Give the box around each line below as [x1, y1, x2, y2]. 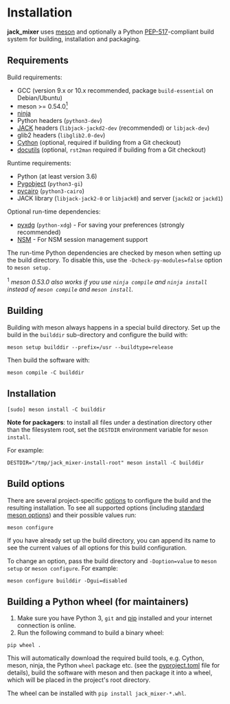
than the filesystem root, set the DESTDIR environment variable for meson [7, 425, 208, 433]
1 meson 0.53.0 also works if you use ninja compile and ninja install [7, 277, 208, 286]
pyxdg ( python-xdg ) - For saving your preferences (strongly [16, 221, 185, 229]
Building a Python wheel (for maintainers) [7, 595, 189, 607]
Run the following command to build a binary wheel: [16, 628, 165, 637]
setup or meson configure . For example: [7, 564, 118, 572]
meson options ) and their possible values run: [7, 510, 137, 519]
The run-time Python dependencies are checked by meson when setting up [7, 249, 221, 257]
